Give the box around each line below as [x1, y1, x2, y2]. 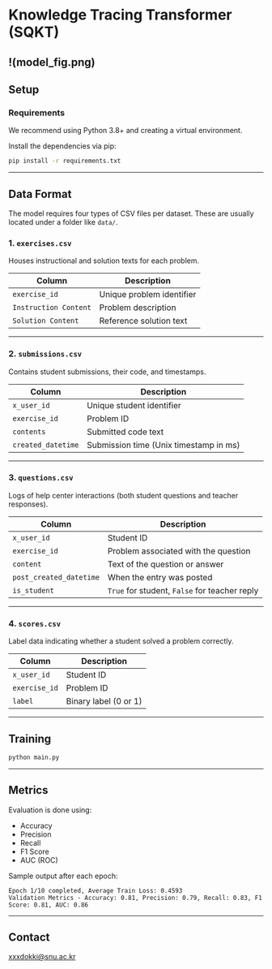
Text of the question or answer [107, 558, 224, 570]
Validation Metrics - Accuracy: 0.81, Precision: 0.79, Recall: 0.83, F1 [8, 894, 263, 902]
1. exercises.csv [8, 237, 72, 248]
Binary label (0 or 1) [66, 696, 142, 707]
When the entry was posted [107, 571, 213, 583]
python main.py [8, 753, 60, 761]
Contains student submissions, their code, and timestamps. [8, 367, 206, 377]
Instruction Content [12, 303, 91, 312]
